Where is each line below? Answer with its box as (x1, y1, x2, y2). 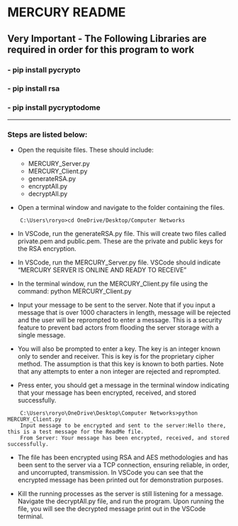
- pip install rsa (7, 84, 60, 94)
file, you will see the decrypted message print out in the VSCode (17, 505, 206, 513)
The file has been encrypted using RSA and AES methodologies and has (17, 453, 229, 461)
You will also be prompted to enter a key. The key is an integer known (17, 345, 221, 353)
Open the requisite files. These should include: (17, 146, 154, 155)
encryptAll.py (28, 182, 68, 191)
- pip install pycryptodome (7, 103, 101, 113)
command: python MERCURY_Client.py (17, 287, 132, 296)
